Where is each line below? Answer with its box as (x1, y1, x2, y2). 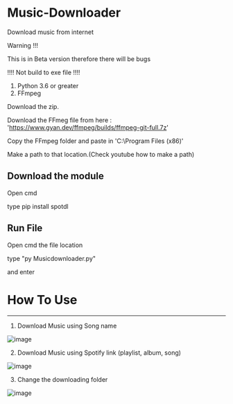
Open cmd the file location (7, 241, 83, 249)
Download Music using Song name (17, 321, 117, 330)
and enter (7, 267, 35, 276)
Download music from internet (7, 28, 94, 36)
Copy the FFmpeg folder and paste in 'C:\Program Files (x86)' (7, 137, 184, 145)
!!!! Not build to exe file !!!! (7, 68, 80, 76)
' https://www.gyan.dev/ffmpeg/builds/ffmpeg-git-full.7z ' (7, 123, 169, 131)
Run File (7, 222, 43, 234)
